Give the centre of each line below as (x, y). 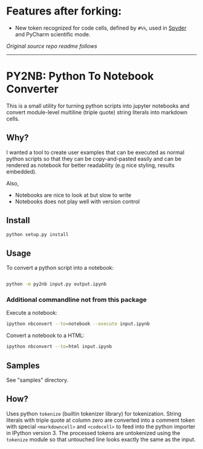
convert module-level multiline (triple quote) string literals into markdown (97, 112)
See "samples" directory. (37, 380)
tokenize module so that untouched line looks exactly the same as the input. (101, 439)
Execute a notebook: (32, 313)
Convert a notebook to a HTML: (46, 336)
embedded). (22, 171)
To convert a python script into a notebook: (60, 268)
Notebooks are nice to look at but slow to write (73, 195)
